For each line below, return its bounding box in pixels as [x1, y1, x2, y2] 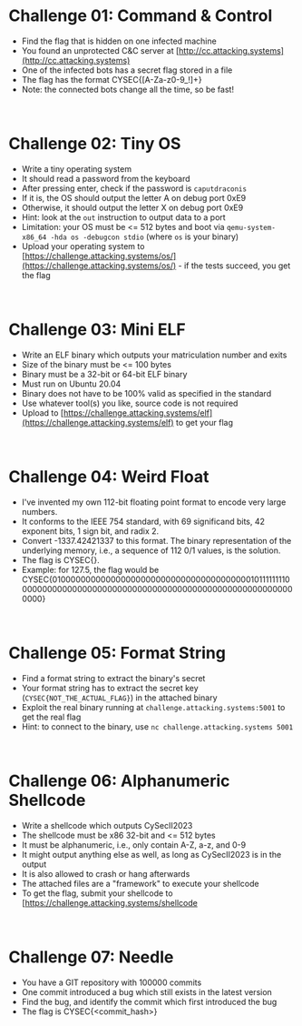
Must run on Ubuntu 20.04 [21, 378, 122, 389]
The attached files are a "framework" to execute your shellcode [21, 878, 259, 889]
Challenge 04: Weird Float [8, 467, 209, 487]
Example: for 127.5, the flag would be [21, 564, 160, 575]
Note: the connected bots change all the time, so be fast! [21, 84, 235, 95]
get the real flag [21, 711, 82, 722]
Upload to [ [21, 407, 64, 418]
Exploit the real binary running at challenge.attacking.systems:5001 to [21, 701, 286, 712]
